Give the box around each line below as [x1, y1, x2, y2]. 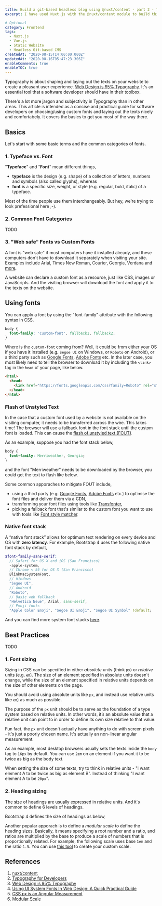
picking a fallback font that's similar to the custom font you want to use [12, 506, 153, 512]
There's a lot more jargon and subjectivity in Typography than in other [5, 98, 144, 104]
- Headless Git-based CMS [9, 47, 62, 52]
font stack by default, [5, 544, 47, 550]
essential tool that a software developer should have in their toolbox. [5, 89, 141, 95]
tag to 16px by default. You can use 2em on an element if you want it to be [5, 751, 149, 757]
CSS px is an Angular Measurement [12, 891, 83, 897]
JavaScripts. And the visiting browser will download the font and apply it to [5, 279, 154, 285]
